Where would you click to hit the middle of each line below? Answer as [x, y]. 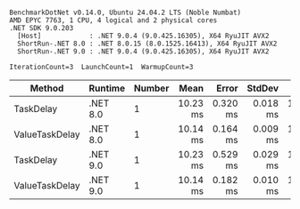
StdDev [263, 88]
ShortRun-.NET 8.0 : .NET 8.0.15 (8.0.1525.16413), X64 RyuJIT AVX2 [147, 44]
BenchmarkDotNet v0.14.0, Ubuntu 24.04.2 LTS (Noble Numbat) [125, 12]
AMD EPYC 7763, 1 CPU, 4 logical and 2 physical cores [113, 20]
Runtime [107, 88]
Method [47, 88]
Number [151, 88]
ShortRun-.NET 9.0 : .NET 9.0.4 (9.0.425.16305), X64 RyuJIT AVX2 [143, 52]
